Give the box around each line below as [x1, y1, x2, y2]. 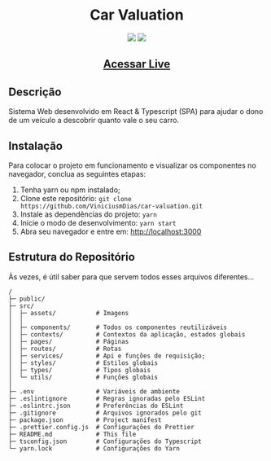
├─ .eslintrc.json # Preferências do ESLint [8, 402, 184, 410]
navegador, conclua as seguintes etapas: [8, 169, 146, 178]
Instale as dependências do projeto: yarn [20, 209, 157, 219]
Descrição [8, 85, 62, 99]
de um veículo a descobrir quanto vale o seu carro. [8, 116, 180, 125]
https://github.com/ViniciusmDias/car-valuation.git [20, 202, 203, 210]
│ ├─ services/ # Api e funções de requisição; [8, 352, 206, 360]
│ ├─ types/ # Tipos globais [8, 366, 151, 374]
